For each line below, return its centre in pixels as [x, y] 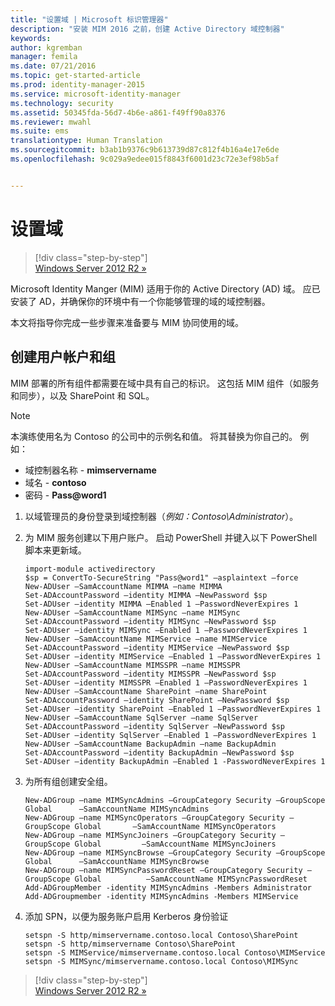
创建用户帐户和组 [63, 357]
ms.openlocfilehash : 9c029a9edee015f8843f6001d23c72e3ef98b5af [145, 159]
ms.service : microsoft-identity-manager [96, 94]
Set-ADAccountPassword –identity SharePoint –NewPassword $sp [157, 700]
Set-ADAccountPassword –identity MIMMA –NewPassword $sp [146, 595]
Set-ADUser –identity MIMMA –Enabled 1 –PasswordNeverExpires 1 [161, 604]
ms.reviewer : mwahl [51, 122]
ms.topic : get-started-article [75, 76]
